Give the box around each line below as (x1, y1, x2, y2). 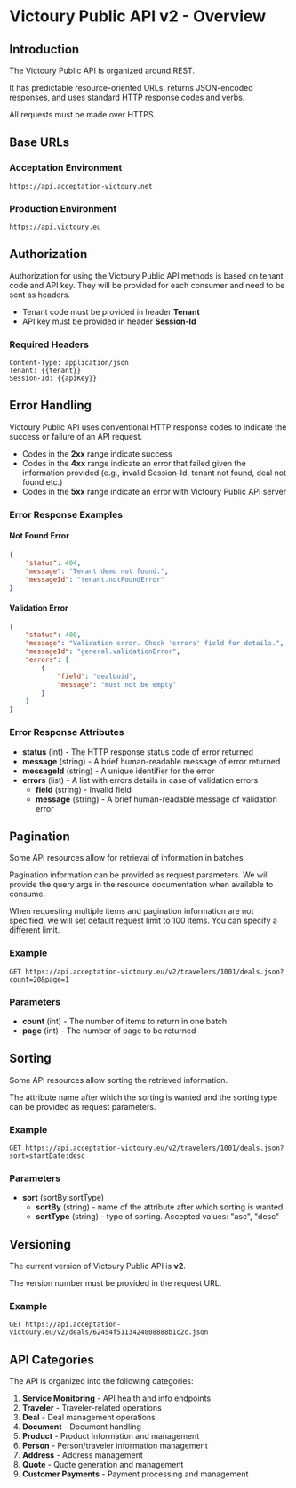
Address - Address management (21, 1450, 144, 1460)
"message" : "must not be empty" (56, 680, 177, 689)
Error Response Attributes (9, 726, 124, 739)
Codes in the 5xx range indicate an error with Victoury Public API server (21, 486, 287, 497)
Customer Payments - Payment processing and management (21, 1468, 249, 1479)
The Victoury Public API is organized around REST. (9, 65, 196, 76)
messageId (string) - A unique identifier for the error (21, 765, 215, 776)
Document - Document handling (21, 1421, 142, 1432)
